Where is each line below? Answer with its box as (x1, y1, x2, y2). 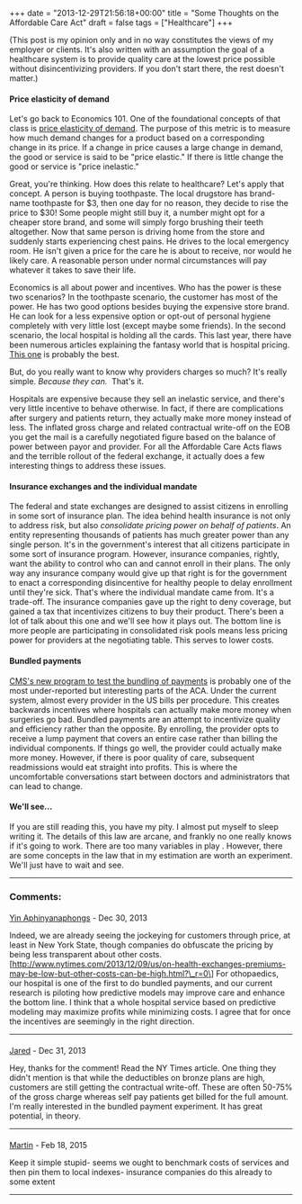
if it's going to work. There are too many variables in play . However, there (9, 840, 283, 851)
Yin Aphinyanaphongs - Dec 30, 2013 (9, 912, 148, 923)
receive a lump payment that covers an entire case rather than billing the (9, 732, 279, 743)
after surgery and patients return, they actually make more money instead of (9, 413, 292, 424)
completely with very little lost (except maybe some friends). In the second (9, 320, 286, 331)
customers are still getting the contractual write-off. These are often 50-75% (9, 1082, 293, 1092)
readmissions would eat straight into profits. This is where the (9, 761, 238, 772)
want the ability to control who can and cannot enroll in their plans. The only (9, 558, 291, 570)
